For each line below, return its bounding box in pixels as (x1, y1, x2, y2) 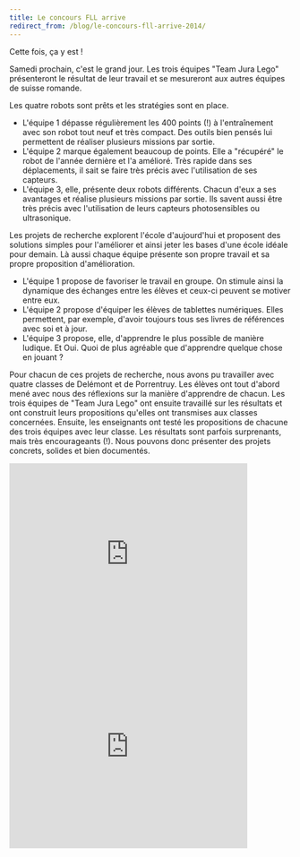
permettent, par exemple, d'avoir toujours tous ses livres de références (21, 313, 285, 324)
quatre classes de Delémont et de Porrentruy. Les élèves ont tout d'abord (9, 378, 280, 390)
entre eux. (21, 295, 61, 305)
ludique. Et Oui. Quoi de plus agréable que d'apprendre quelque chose (21, 342, 283, 353)
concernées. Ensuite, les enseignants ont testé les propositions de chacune (9, 416, 288, 427)
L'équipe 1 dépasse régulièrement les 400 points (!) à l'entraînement (21, 117, 274, 128)
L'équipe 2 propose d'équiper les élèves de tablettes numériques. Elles (21, 304, 284, 314)
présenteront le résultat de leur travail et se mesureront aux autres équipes (9, 73, 286, 83)
